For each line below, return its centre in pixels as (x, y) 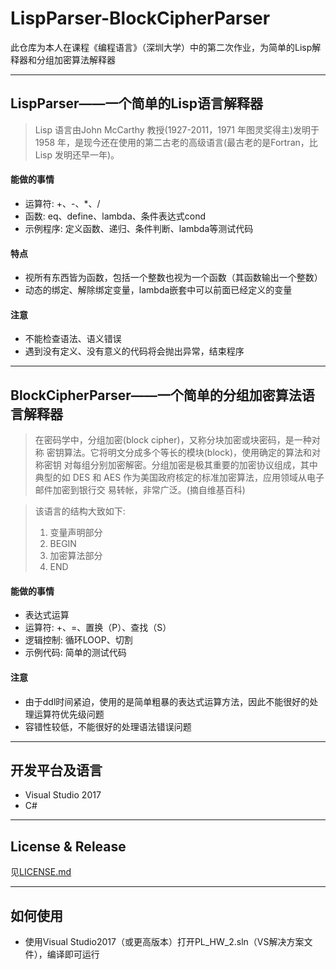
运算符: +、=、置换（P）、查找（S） (98, 628)
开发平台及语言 (56, 770)
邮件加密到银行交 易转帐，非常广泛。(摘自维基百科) (140, 490)
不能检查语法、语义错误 (73, 339)
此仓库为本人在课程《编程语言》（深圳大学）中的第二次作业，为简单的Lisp (161, 47)
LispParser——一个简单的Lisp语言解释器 (137, 103)
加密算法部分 (76, 556)
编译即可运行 (73, 954)
